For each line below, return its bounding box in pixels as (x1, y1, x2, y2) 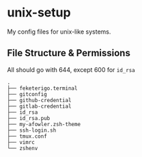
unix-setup (7, 5, 71, 21)
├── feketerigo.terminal (7, 84, 78, 92)
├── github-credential (7, 97, 72, 104)
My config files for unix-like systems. (7, 27, 111, 36)
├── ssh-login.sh (7, 127, 57, 134)
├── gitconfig (7, 90, 48, 97)
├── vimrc (7, 138, 35, 145)
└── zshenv (7, 145, 38, 152)
